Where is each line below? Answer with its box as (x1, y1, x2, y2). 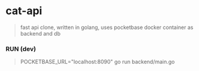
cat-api (5, 4, 42, 18)
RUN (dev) (5, 44, 36, 53)
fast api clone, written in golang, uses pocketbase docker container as (20, 24, 194, 31)
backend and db (20, 30, 61, 37)
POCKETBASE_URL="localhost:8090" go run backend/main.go (20, 58, 175, 66)
